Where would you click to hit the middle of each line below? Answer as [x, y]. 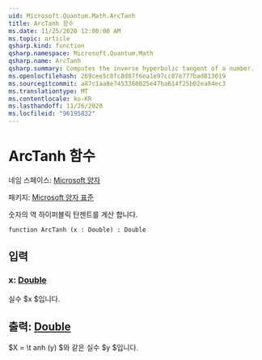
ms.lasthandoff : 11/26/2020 [56, 106]
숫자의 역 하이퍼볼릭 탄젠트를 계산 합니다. [73, 214]
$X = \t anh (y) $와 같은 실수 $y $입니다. [74, 348]
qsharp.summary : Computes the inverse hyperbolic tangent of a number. [131, 69]
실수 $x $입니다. [34, 299]
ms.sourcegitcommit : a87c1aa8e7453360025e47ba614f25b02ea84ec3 [117, 83]
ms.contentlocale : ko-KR [50, 99]
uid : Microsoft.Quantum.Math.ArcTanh [72, 16]
